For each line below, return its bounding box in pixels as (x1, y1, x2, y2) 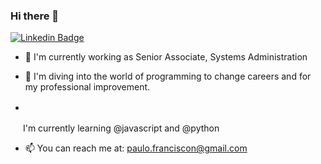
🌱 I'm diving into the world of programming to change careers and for (24, 70, 312, 83)
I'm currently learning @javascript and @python (22, 122, 220, 134)
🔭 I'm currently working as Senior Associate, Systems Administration (24, 51, 308, 63)
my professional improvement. (24, 81, 151, 93)
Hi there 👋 (10, 9, 60, 23)
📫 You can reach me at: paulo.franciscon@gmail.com (24, 142, 248, 154)
